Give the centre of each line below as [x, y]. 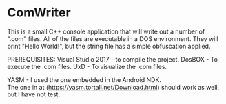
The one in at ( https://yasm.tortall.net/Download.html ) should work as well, [113, 87]
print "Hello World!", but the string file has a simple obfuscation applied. [109, 46]
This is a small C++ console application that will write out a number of [106, 31]
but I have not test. [34, 94]
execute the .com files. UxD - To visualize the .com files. [87, 66]
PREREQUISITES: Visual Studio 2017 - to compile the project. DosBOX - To [113, 59]
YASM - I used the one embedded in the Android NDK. [84, 79]
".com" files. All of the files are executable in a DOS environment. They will [113, 38]
